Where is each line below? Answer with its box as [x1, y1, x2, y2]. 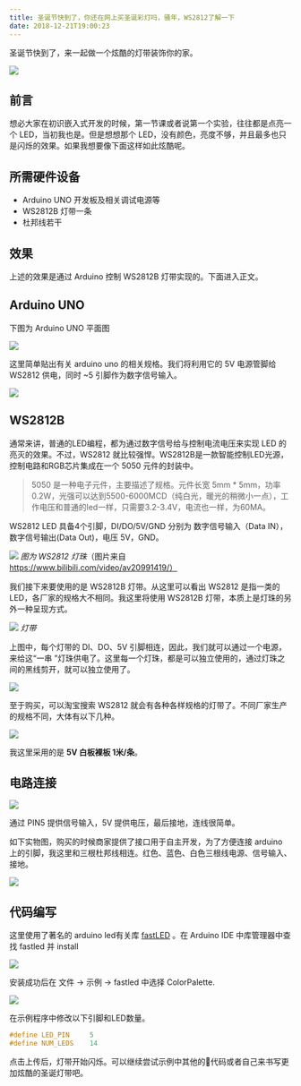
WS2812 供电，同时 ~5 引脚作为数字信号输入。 [9, 369, 182, 381]
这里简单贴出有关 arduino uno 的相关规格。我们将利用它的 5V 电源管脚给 [9, 358, 277, 369]
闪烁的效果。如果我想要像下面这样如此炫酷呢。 [16, 141, 190, 151]
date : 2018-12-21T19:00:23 [9, 21, 110, 30]
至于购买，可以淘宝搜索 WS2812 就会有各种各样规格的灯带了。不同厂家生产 [9, 699, 288, 710]
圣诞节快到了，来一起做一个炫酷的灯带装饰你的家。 [9, 47, 198, 58]
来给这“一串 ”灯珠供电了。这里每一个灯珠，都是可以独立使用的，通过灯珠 [9, 653, 278, 663]
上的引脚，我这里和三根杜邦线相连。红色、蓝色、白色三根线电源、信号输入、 [9, 848, 292, 859]
